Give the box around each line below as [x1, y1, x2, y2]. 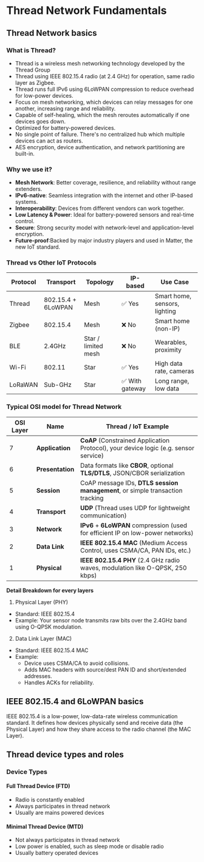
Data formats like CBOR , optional [80, 461, 174, 470]
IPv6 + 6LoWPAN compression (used [80, 521, 188, 530]
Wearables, [154, 338, 187, 346]
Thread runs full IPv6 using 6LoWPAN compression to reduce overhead [15, 86, 194, 93]
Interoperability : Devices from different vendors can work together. [15, 204, 185, 212]
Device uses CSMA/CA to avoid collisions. [24, 659, 130, 667]
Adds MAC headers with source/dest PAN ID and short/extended [24, 665, 186, 673]
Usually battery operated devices [15, 849, 99, 857]
